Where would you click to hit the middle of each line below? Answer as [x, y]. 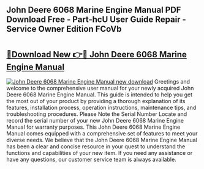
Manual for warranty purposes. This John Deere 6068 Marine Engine [93, 127]
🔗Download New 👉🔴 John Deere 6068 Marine [96, 54]
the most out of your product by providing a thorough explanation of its [96, 101]
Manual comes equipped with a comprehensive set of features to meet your [102, 133]
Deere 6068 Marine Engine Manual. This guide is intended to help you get [100, 95]
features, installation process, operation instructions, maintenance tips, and [101, 107]
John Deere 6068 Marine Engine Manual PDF [94, 10]
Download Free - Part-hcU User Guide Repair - [96, 20]
